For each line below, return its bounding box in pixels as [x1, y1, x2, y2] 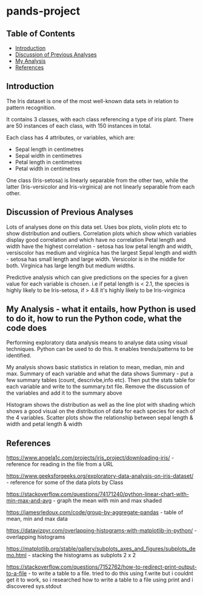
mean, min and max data [6, 515, 68, 523]
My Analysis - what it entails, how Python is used [6, 304, 196, 315]
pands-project [6, 4, 81, 18]
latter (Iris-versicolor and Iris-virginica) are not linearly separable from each [6, 183, 195, 190]
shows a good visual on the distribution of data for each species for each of [6, 407, 196, 415]
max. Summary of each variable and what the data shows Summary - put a [6, 370, 193, 377]
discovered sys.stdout [6, 583, 62, 590]
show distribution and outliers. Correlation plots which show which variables [6, 229, 197, 237]
